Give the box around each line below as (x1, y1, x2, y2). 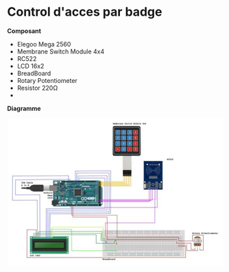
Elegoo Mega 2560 (16, 40, 71, 48)
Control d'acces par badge (7, 4, 162, 20)
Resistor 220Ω (16, 84, 58, 92)
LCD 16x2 (16, 62, 45, 70)
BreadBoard (16, 69, 51, 77)
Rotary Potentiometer (16, 76, 77, 84)
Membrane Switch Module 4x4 (16, 47, 105, 55)
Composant (7, 27, 41, 35)
